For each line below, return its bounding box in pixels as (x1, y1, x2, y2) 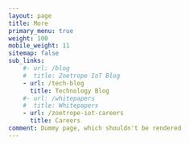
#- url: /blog (23, 64, 70, 72)
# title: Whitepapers (23, 101, 99, 110)
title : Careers (29, 117, 81, 125)
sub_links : (8, 57, 45, 65)
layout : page (8, 11, 52, 20)
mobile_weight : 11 (8, 42, 70, 50)
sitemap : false (8, 49, 60, 57)
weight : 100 (8, 34, 48, 43)
